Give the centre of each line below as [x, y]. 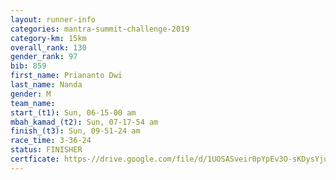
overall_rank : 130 [48, 47]
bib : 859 [28, 66]
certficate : [35, 159]
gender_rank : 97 [44, 57]
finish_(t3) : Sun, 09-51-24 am [75, 131]
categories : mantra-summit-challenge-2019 [100, 29]
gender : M [31, 94]
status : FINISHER [46, 150]
